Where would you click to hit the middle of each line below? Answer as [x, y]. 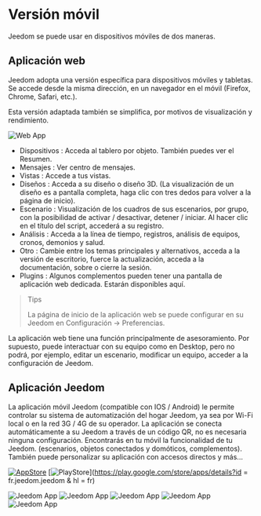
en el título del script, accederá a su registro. [92, 225]
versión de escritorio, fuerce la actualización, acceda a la [112, 259]
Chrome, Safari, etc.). [43, 97]
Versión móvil [54, 15]
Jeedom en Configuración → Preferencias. [96, 323]
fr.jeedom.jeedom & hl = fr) [52, 480]
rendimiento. [29, 120]
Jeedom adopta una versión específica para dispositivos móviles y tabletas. [130, 79]
